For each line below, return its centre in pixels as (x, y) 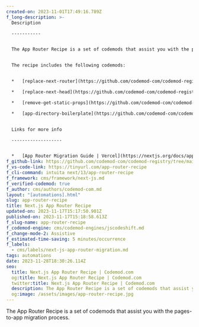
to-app (15, 317)
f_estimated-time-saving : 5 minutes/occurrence (66, 239)
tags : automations (29, 256)
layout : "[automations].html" (44, 195)
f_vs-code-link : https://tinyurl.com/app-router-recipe (76, 167)
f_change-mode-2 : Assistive (41, 233)
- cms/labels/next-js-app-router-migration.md (70, 250)
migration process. (47, 317)
